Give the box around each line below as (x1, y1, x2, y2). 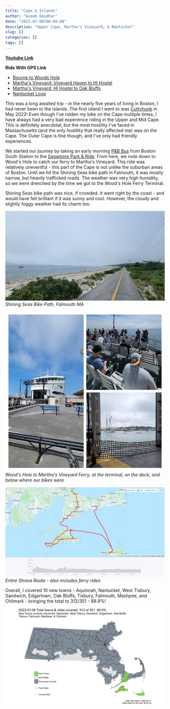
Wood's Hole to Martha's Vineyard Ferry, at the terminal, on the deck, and (5, 471, 160, 477)
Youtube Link (5, 55, 34, 61)
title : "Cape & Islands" (5, 8, 58, 13)
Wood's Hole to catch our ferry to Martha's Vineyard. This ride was (5, 159, 145, 165)
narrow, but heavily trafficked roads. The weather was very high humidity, (5, 175, 159, 181)
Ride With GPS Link (5, 64, 47, 70)
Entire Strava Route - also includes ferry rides (5, 578, 101, 584)
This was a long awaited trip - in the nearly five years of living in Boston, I (5, 100, 158, 106)
